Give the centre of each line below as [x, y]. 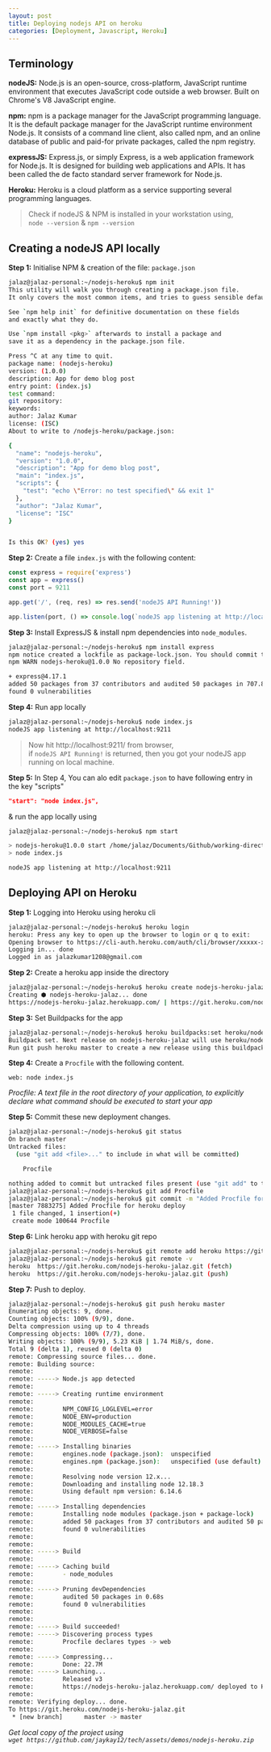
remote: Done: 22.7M [56, 1664]
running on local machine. [71, 762]
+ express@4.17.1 [38, 677]
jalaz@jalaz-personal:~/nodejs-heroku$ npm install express [112, 647]
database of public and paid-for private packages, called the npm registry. [132, 141]
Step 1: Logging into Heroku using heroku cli [82, 912]
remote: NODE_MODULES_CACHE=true [77, 1424]
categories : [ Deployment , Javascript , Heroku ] [88, 31]
